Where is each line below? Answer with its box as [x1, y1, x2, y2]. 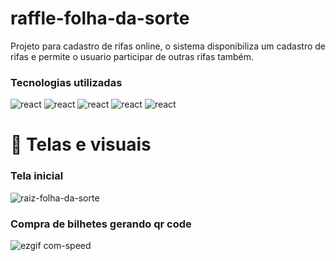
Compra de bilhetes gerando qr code [10, 217, 192, 231]
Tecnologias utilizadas [10, 75, 123, 89]
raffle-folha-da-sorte [10, 7, 190, 30]
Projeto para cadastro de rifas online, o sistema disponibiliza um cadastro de [10, 40, 326, 52]
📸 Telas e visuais [10, 133, 152, 156]
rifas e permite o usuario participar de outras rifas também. [10, 50, 255, 62]
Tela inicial [10, 169, 64, 183]
